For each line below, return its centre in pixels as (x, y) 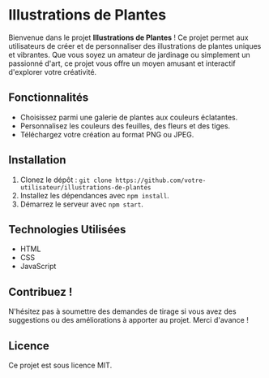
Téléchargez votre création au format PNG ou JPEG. (107, 134)
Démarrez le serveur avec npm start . (81, 204)
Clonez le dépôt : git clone (66, 180)
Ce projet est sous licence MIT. (60, 365)
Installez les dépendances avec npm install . (95, 195)
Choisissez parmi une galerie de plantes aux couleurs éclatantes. (129, 117)
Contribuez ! (41, 291)
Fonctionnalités (49, 98)
